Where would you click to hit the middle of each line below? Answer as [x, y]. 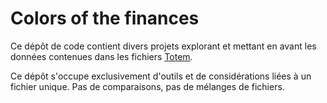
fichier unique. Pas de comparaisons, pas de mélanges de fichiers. [147, 86]
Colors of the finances [105, 18]
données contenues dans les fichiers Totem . [101, 56]
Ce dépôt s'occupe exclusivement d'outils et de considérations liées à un [161, 76]
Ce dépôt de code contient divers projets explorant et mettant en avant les [163, 46]
